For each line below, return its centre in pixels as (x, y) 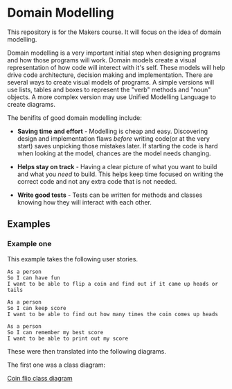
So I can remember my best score (55, 332)
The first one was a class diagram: (56, 365)
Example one (29, 244)
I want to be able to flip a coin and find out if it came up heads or (113, 284)
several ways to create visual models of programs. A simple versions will (111, 82)
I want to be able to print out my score (68, 338)
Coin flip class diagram (40, 378)
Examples (29, 224)
